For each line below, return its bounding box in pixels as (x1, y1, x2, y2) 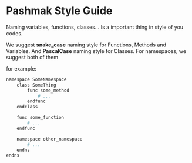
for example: (6, 65, 37, 72)
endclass (16, 104, 38, 110)
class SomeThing (16, 82, 57, 88)
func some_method (27, 87, 69, 94)
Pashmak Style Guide (6, 4, 113, 18)
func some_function (16, 115, 65, 121)
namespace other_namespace (16, 136, 83, 142)
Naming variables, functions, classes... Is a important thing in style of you (6, 24, 184, 31)
